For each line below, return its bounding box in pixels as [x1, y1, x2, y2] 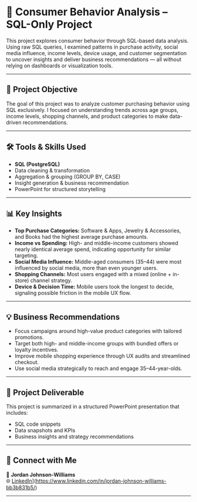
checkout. [14, 359, 39, 366]
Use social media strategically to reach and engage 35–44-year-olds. [14, 365, 183, 372]
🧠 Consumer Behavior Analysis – [6, 5, 168, 19]
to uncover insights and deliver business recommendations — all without [6, 56, 182, 63]
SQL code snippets [14, 420, 61, 428]
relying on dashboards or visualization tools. [6, 62, 113, 69]
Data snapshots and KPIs [14, 427, 76, 433]
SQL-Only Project [6, 18, 93, 31]
